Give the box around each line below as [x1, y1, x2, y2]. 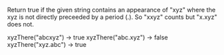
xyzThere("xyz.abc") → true [7, 41, 87, 48]
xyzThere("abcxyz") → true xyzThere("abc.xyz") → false [7, 33, 168, 41]
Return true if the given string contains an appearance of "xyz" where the [7, 6, 216, 14]
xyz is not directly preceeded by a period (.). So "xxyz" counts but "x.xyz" [7, 13, 218, 21]
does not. [7, 20, 34, 28]
